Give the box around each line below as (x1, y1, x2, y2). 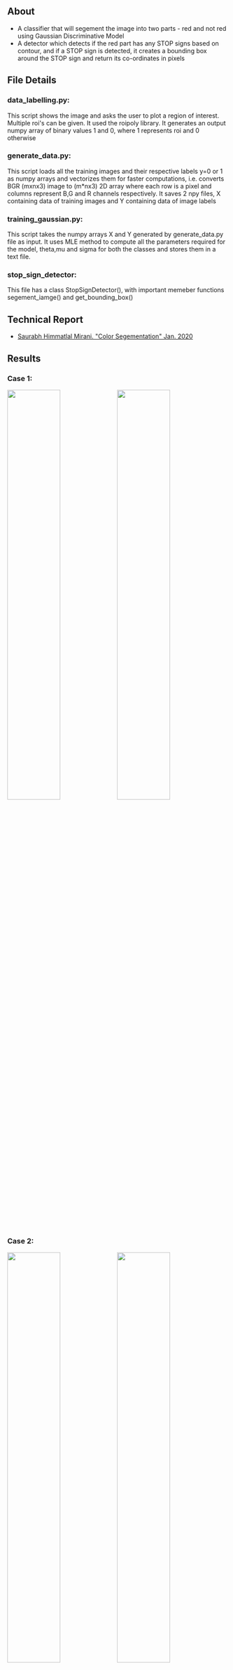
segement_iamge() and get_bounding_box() (7, 294, 134, 302)
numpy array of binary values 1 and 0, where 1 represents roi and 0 (7, 126, 199, 134)
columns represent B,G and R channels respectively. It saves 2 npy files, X (7, 189, 221, 198)
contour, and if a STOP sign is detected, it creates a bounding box (17, 46, 208, 55)
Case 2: (7, 1236, 34, 1245)
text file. (7, 252, 31, 261)
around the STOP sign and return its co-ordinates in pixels (17, 54, 185, 62)
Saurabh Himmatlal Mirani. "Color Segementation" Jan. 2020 (17, 332, 194, 340)
